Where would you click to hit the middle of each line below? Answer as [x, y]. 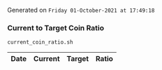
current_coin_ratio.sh [40, 42]
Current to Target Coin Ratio [56, 28]
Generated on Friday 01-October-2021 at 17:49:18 [81, 10]
